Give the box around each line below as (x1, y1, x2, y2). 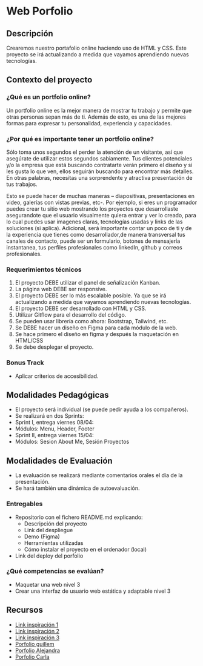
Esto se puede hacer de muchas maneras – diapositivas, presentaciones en (6, 192, 195, 199)
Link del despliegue (24, 526, 73, 533)
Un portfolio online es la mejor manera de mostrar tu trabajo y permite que (6, 107, 192, 114)
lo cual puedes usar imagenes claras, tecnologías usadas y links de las (6, 218, 183, 225)
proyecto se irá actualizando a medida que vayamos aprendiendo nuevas (6, 51, 189, 58)
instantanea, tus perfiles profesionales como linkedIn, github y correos (6, 243, 183, 251)
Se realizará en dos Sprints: (15, 412, 84, 420)
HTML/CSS (15, 337, 44, 345)
